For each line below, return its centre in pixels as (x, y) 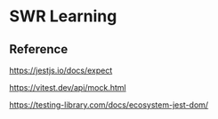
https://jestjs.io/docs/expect (61, 70)
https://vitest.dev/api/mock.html (68, 87)
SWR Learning (63, 16)
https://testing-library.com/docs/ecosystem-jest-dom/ (109, 105)
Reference (39, 49)
